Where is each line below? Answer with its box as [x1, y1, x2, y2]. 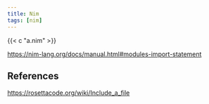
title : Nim [7, 10, 39, 18]
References [7, 70, 59, 82]
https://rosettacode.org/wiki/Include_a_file [7, 89, 130, 97]
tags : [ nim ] [7, 17, 42, 24]
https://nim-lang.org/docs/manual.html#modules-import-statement [7, 50, 202, 58]
